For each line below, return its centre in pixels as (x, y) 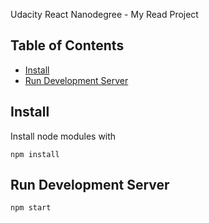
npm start (31, 208)
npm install (35, 154)
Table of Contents (67, 45)
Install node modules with (63, 136)
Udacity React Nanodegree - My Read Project (104, 14)
